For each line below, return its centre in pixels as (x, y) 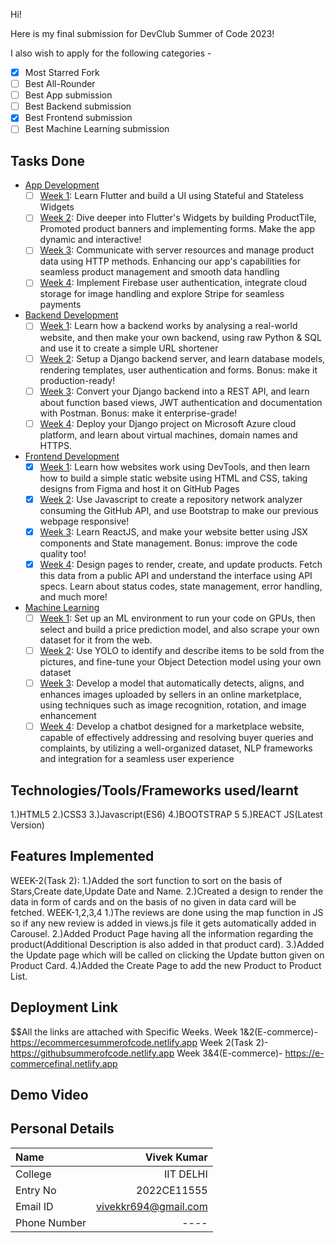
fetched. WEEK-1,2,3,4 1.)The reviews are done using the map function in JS (167, 912)
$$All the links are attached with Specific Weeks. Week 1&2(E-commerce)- (164, 1031)
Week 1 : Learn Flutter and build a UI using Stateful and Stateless (171, 196)
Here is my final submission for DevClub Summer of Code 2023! (142, 33)
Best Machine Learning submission (97, 129)
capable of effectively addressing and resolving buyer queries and (176, 738)
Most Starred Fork (62, 72)
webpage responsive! (84, 521)
